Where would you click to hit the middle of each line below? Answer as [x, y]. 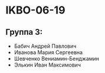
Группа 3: [24, 32]
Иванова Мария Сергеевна [48, 52]
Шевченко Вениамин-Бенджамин [57, 59]
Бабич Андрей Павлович [45, 46]
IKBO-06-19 [35, 10]
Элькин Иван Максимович [47, 65]
